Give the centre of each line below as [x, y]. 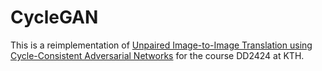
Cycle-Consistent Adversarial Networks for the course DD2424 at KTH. [157, 55]
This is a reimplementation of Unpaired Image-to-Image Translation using [161, 45]
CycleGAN [54, 17]
